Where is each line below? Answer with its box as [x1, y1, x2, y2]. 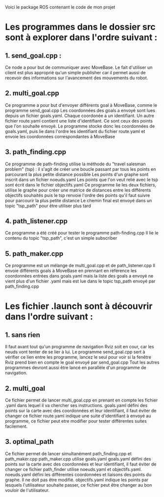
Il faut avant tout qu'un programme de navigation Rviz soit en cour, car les [5, 344, 154, 350]
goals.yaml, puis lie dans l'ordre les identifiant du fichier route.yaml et [5, 128, 145, 134]
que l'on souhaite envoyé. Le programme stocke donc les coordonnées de [5, 123, 155, 129]
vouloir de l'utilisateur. [5, 487, 50, 493]
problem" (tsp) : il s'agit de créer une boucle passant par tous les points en [5, 166, 156, 172]
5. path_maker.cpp [5, 249, 64, 258]
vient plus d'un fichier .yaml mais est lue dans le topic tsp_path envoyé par [5, 278, 156, 284]
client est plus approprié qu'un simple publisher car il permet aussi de [5, 70, 146, 75]
